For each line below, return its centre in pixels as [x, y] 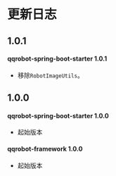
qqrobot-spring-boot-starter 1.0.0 [58, 115]
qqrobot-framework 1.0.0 [45, 149]
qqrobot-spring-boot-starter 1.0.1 [57, 59]
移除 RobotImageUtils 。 [51, 75]
